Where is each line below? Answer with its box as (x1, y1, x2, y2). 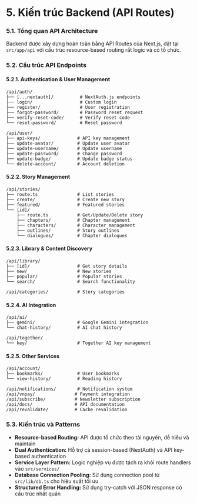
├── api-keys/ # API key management (6, 135, 131, 141)
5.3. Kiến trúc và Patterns (6, 421, 81, 429)
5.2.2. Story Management (6, 174, 71, 181)
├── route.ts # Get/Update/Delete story (16, 212, 143, 218)
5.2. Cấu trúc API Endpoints (6, 61, 87, 69)
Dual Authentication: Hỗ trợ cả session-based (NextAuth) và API (14, 446, 173, 453)
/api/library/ (6, 258, 41, 264)
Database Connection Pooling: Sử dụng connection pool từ (14, 471, 160, 478)
